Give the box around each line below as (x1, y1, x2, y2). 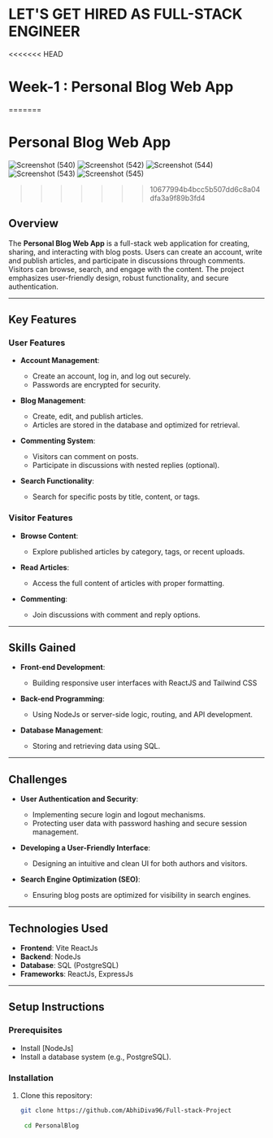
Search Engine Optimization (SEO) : (19, 874, 141, 884)
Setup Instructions (8, 1000, 105, 1014)
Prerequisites (8, 1025, 63, 1036)
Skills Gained (8, 641, 76, 654)
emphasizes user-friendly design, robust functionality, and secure (8, 273, 229, 282)
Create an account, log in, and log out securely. (32, 371, 191, 381)
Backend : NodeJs (19, 952, 81, 961)
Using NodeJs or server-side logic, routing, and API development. (32, 710, 253, 720)
